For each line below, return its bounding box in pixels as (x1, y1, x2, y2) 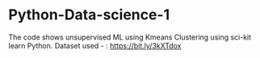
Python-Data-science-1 (8, 6, 170, 24)
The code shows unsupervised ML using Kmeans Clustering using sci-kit (8, 32, 252, 42)
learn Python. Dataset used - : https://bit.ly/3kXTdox (8, 40, 182, 50)
